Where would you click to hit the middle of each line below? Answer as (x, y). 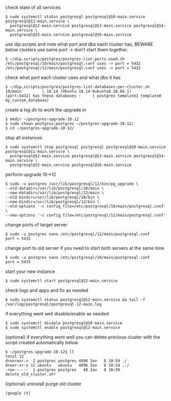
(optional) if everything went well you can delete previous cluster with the (83, 337)
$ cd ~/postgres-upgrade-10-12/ (40, 128)
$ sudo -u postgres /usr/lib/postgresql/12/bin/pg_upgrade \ (72, 184)
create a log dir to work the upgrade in (46, 110)
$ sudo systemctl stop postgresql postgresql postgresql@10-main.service (86, 147)
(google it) (18, 393)
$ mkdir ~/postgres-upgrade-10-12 (42, 119)
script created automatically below (42, 342)
